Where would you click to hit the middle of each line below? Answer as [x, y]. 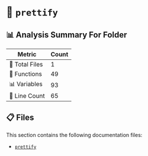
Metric [27, 54]
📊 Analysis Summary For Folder [67, 35]
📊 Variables [26, 84]
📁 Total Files [26, 64]
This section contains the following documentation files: [74, 135]
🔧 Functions [26, 74]
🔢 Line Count [27, 96]
